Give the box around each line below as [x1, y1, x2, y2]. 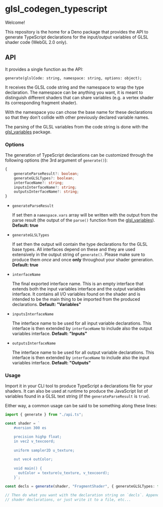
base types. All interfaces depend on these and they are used [12, 247, 136, 253]
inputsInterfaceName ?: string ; [14, 185, 77, 190]
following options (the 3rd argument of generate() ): [5, 157, 108, 163]
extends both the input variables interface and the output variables [12, 286, 146, 292]
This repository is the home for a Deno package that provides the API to [5, 29, 149, 35]
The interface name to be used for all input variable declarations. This [12, 320, 151, 326]
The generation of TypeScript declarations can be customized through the [5, 152, 154, 158]
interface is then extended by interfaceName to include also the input [12, 355, 149, 361]
